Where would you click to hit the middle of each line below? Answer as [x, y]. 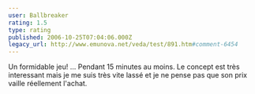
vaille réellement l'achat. [48, 84]
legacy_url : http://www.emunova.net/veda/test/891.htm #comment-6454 [123, 45]
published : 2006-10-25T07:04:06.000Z [70, 37]
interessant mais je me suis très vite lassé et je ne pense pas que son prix [127, 75]
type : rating [30, 30]
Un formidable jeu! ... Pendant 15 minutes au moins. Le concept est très [124, 67]
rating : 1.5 [28, 23]
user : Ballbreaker [38, 15]
